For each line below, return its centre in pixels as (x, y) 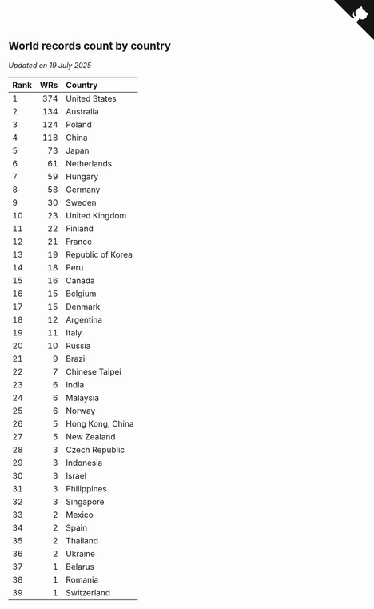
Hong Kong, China (100, 423)
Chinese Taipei (93, 371)
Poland (79, 124)
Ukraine (81, 554)
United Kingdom (96, 215)
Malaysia (83, 398)
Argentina (84, 319)
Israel (76, 475)
